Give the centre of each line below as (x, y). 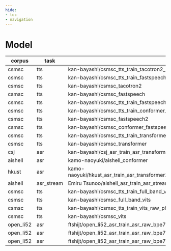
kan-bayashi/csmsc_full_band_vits (109, 200)
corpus (20, 61)
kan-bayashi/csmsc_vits (97, 216)
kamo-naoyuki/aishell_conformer (108, 160)
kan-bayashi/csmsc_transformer (107, 144)
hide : (11, 10)
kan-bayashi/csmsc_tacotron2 (105, 86)
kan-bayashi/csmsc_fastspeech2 (108, 119)
